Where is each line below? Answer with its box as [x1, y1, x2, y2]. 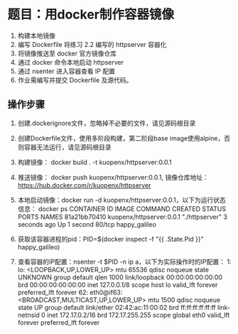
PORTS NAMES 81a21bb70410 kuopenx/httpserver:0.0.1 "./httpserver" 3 [17, 212, 227, 221]
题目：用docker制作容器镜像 [7, 6, 174, 23]
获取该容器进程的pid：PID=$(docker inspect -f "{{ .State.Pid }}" [17, 235, 204, 243]
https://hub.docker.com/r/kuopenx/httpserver [17, 181, 151, 189]
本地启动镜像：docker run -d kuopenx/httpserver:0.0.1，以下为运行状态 [17, 195, 226, 204]
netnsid [17, 311, 40, 319]
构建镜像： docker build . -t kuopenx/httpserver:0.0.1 [17, 158, 172, 166]
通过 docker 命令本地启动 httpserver [17, 58, 124, 66]
